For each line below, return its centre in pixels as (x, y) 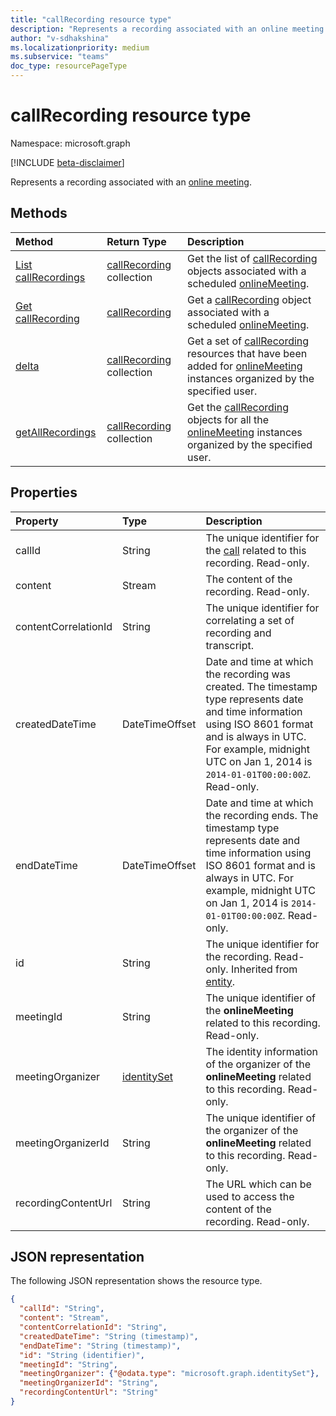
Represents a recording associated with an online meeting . (131, 182)
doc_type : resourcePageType (69, 66)
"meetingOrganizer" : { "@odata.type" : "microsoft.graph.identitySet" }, (169, 1374)
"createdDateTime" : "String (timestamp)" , (109, 1336)
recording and (238, 633)
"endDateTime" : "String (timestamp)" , (100, 1346)
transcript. (230, 645)
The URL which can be (258, 1184)
